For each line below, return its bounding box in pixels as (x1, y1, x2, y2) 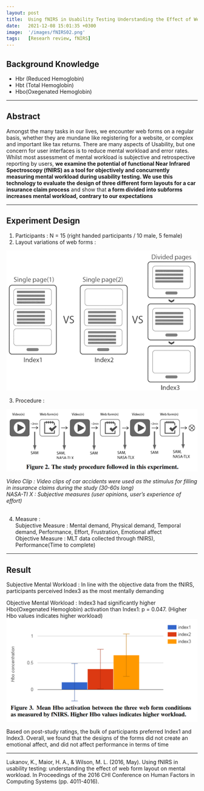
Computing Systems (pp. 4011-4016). (6, 778, 100, 785)
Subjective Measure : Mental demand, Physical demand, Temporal (15, 522, 181, 530)
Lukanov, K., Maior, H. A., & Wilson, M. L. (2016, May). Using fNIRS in (6, 758, 178, 765)
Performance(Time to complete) (15, 541, 96, 548)
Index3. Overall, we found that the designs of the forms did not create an (6, 734, 188, 742)
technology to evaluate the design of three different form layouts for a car (6, 179, 196, 186)
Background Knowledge (6, 59, 100, 69)
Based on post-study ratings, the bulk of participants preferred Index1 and (6, 728, 192, 735)
